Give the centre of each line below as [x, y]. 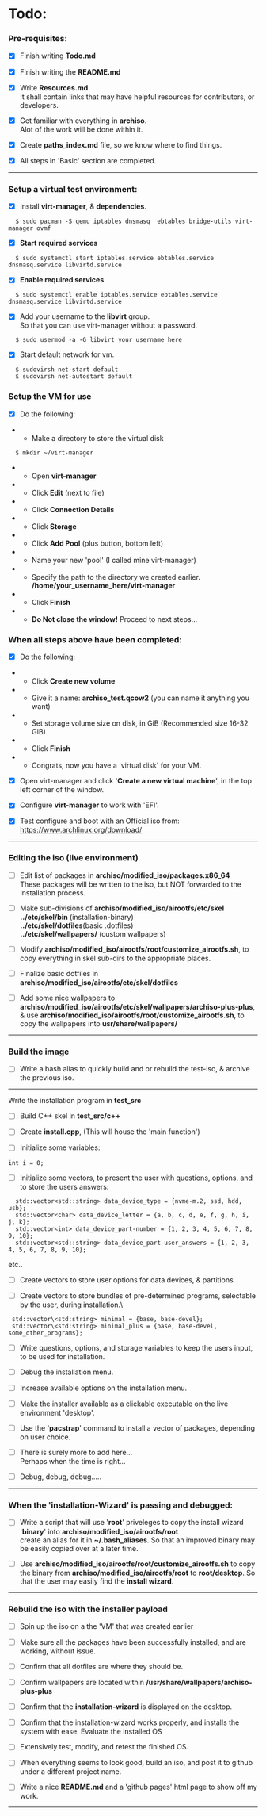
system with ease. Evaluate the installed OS [91, 1732]
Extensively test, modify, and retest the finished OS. [104, 1747]
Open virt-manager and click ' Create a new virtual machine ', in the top [135, 781]
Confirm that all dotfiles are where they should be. [101, 1667]
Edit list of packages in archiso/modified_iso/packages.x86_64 [125, 875]
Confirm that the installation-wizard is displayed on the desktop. [126, 1707]
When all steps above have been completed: [95, 639]
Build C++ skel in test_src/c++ [70, 1116]
